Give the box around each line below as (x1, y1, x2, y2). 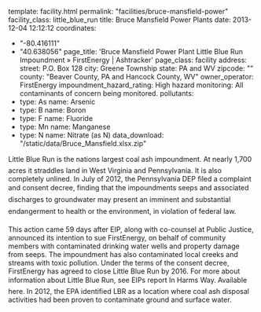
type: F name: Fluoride (19, 114, 93, 123)
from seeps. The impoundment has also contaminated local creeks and (8, 250, 238, 259)
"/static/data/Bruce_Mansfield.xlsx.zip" (19, 139, 147, 148)
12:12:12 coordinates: (28, 24, 97, 32)
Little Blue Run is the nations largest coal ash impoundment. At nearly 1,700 (8, 155, 252, 163)
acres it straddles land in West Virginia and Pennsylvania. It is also (8, 166, 222, 175)
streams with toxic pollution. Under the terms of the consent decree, (8, 259, 230, 267)
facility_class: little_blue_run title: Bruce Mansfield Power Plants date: (8, 15, 231, 24)
